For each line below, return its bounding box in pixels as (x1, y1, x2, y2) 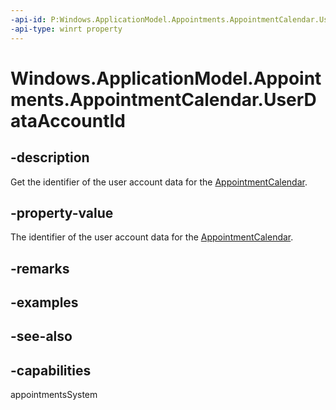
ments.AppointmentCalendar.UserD (10, 88, 317, 111)
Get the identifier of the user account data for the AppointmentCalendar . (10, 176, 308, 188)
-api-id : (10, 14, 47, 25)
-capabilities (10, 362, 92, 379)
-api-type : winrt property (10, 24, 123, 34)
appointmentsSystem (10, 389, 98, 401)
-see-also (10, 328, 73, 345)
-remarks (10, 260, 70, 277)
